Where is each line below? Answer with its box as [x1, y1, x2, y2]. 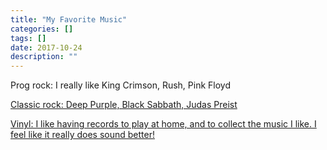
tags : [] [10, 33, 47, 43]
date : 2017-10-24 [10, 42, 83, 53]
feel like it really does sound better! [10, 129, 155, 141]
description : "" [10, 52, 78, 62]
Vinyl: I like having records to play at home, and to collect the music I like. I [10, 118, 317, 130]
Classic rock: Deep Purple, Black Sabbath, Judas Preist [10, 99, 238, 111]
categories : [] [10, 24, 74, 34]
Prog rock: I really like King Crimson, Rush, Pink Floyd [10, 79, 232, 91]
